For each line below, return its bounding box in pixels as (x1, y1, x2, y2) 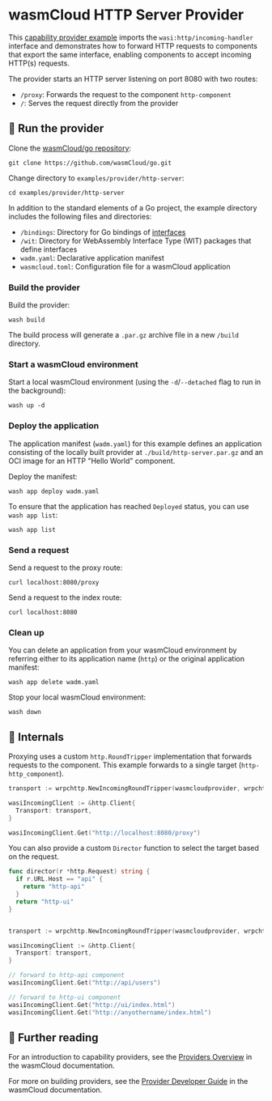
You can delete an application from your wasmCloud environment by (8, 645, 237, 655)
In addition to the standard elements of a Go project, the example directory (8, 202, 257, 212)
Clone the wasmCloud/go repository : (8, 143, 132, 153)
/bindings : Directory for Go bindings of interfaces (19, 227, 186, 236)
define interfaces (19, 244, 78, 254)
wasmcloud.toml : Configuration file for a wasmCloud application (19, 261, 231, 271)
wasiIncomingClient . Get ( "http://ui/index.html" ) (8, 1001, 176, 1009)
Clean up (8, 627, 45, 638)
